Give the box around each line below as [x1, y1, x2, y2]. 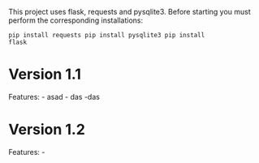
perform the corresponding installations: [8, 15, 144, 25]
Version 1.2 [8, 121, 85, 139]
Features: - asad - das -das [8, 92, 100, 101]
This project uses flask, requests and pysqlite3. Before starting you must [8, 7, 252, 16]
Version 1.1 [8, 65, 81, 84]
